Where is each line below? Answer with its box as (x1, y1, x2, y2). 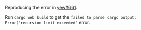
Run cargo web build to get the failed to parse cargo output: (5, 14, 137, 20)
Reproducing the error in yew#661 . (5, 5, 77, 10)
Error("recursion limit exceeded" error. (5, 20, 90, 25)
